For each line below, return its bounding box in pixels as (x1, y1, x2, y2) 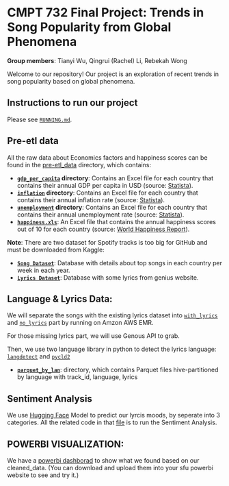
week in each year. (16, 266, 70, 274)
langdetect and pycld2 (7, 352, 70, 361)
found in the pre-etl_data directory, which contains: (7, 160, 152, 169)
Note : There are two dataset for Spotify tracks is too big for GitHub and (7, 238, 208, 246)
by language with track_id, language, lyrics (16, 373, 138, 381)
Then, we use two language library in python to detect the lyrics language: (7, 345, 217, 354)
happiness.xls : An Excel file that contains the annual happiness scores (16, 217, 217, 226)
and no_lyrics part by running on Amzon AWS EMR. (7, 319, 154, 327)
